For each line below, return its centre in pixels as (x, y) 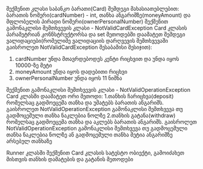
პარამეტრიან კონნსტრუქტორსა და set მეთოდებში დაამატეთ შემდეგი (96, 34)
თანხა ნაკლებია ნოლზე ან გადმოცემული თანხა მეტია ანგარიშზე (89, 135)
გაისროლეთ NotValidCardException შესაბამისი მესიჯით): (79, 47)
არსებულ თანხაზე (29, 141)
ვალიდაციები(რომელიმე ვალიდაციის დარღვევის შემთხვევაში (87, 41)
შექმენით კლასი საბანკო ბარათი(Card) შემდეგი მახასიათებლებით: (93, 9)
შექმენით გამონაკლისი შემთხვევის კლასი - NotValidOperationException (98, 90)
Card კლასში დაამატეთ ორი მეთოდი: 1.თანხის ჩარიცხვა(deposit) (90, 96)
